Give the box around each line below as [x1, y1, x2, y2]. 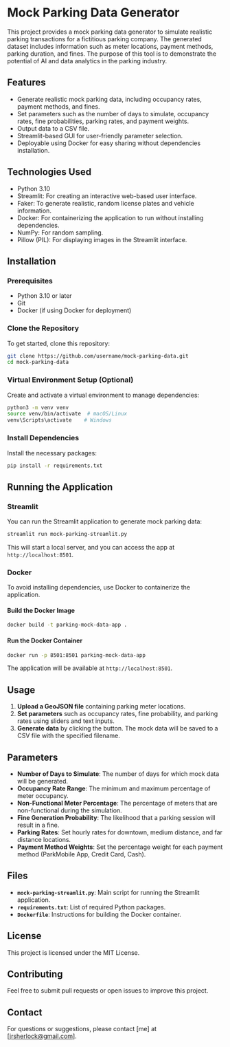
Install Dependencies [7, 433, 80, 443]
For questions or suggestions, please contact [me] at [7, 1025, 157, 1033]
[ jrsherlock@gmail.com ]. [7, 1032, 77, 1040]
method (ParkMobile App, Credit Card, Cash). [16, 850, 146, 859]
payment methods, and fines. [16, 102, 100, 111]
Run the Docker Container [7, 636, 83, 645]
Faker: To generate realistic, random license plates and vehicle [16, 199, 194, 207]
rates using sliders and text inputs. [16, 717, 115, 725]
